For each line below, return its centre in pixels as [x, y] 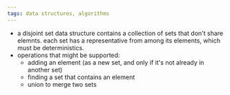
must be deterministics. [50, 47]
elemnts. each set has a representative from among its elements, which [119, 40]
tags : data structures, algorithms [58, 13]
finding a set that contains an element [81, 77]
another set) [45, 70]
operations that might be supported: [68, 55]
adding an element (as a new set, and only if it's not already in [116, 62]
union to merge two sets [62, 84]
